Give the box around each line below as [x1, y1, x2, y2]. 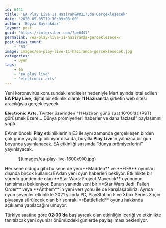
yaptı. [5, 120, 17, 126]
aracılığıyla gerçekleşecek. [5, 100, 60, 107]
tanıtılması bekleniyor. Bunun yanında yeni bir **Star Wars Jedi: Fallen [5, 181, 149, 187]
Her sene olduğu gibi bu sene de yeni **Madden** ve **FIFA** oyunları [5, 165, 155, 171]
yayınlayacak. [5, 146, 33, 152]
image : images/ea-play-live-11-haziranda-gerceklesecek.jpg [5, 49, 133, 54]
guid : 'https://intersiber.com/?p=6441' [5, 30, 90, 35]
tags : [5, 62, 16, 67]
